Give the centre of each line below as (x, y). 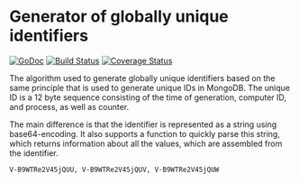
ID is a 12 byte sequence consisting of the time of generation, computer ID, (148, 97)
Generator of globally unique (119, 17)
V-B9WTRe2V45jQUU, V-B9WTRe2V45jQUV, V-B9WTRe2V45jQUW (114, 169)
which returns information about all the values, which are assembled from (146, 143)
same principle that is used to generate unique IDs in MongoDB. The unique (150, 87)
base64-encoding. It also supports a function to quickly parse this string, (145, 133)
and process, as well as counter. (69, 106)
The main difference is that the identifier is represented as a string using (143, 124)
